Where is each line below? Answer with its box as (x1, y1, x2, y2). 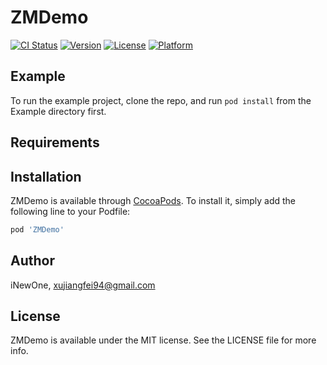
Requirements (10, 134, 100, 151)
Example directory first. (10, 105, 107, 117)
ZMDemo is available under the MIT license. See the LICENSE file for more (10, 334, 317, 346)
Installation (10, 168, 82, 185)
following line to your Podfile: (10, 205, 131, 217)
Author (10, 252, 55, 270)
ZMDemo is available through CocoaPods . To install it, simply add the (10, 194, 296, 206)
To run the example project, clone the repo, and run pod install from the (10, 94, 312, 106)
